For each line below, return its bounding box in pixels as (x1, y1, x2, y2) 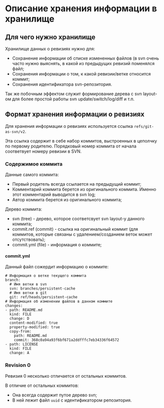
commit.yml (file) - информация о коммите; (12, 242, 102, 248)
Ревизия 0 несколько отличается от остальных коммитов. (5, 373, 127, 379)
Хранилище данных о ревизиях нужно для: (5, 46, 95, 51)
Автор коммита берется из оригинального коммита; (12, 197, 122, 203)
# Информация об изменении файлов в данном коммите (5, 299, 113, 304)
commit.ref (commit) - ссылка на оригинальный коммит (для (12, 226, 139, 232)
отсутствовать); (12, 237, 46, 242)
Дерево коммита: (5, 206, 43, 212)
